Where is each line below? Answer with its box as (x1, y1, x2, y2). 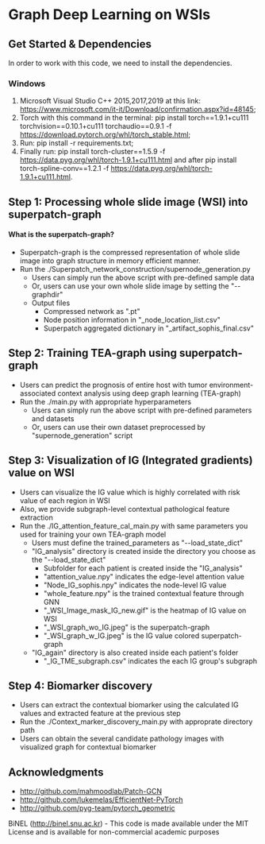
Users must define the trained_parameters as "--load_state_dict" (31, 538, 244, 548)
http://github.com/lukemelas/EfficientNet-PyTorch (19, 795, 184, 804)
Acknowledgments (8, 765, 105, 779)
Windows (8, 78, 46, 89)
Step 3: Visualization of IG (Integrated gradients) (8, 454, 253, 467)
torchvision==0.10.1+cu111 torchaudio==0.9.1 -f (19, 122, 172, 131)
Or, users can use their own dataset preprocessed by (31, 422, 206, 432)
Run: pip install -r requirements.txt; (19, 138, 134, 148)
